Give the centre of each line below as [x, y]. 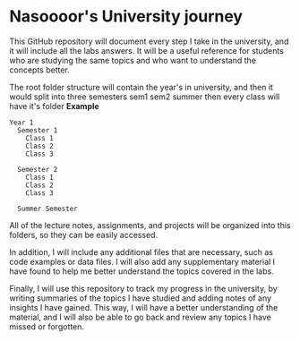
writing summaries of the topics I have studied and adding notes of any [140, 298]
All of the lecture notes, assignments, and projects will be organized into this [150, 225]
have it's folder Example [55, 106]
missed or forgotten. [47, 326]
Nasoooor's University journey [126, 17]
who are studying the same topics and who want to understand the [133, 60]
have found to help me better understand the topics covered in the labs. [142, 271]
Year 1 [21, 123]
